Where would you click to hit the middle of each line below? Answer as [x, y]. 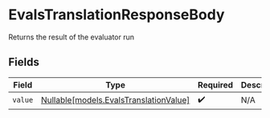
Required [216, 84]
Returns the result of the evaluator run [72, 37]
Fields [24, 62]
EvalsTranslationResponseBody [117, 15]
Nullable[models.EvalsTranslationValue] [115, 100]
